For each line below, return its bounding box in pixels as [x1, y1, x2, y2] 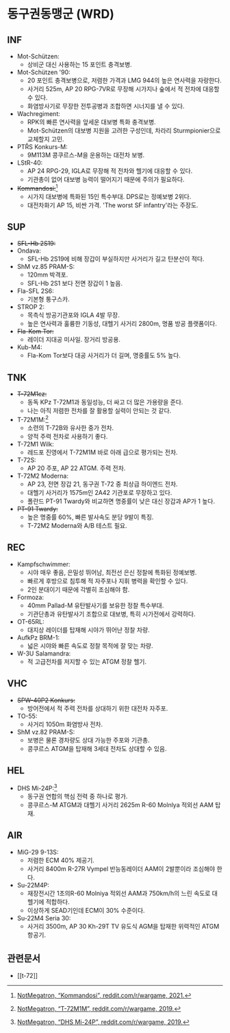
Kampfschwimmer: [16, 560, 71, 568]
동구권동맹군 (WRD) [7, 6, 114, 22]
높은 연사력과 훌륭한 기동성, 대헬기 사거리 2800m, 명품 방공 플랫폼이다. [27, 320, 218, 328]
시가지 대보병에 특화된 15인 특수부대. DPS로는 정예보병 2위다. [27, 192, 192, 200]
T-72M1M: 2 [16, 415, 49, 423]
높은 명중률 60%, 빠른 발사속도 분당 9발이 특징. [27, 513, 154, 521]
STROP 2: [16, 303, 44, 311]
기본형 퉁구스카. [27, 295, 70, 303]
